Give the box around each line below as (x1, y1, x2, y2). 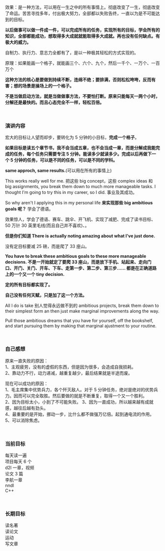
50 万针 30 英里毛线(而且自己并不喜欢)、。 (5, 222, 89, 228)
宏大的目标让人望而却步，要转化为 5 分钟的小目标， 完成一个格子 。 (5, 135, 139, 140)
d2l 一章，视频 (5, 465, 34, 470)
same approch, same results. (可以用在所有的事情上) (5, 167, 112, 173)
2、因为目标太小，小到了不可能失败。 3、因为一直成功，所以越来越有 (5, 399, 145, 405)
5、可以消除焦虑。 (5, 417, 43, 423)
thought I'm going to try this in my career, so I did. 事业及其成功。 (5, 190, 137, 195)
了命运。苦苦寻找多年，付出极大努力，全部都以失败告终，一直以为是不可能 (5, 10, 156, 16)
